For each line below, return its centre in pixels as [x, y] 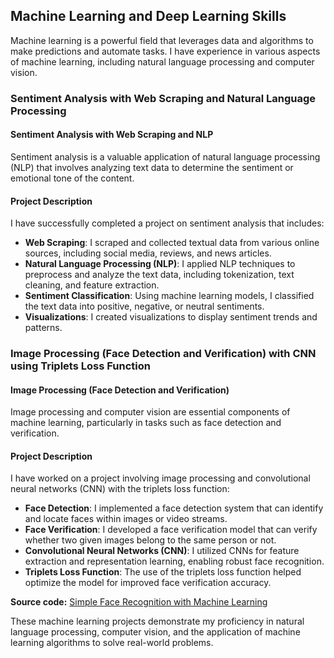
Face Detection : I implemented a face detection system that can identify [174, 508]
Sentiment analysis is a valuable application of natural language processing [165, 156]
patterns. [43, 328]
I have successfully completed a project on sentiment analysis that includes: [167, 223]
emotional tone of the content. [72, 178]
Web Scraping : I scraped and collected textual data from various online [172, 243]
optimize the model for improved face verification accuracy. [148, 583]
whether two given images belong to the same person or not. [150, 540]
